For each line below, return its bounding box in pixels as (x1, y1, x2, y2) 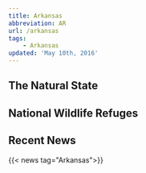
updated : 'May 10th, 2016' (8, 49, 99, 57)
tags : (8, 34, 26, 43)
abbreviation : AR (8, 19, 67, 27)
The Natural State (8, 79, 99, 93)
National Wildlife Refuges (8, 106, 139, 120)
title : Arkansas (8, 11, 63, 20)
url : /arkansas (8, 27, 59, 35)
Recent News (8, 134, 76, 147)
